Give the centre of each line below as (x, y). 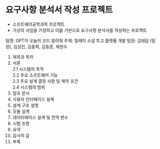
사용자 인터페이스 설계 (33, 99)
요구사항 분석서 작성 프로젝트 (59, 10)
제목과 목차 (23, 57)
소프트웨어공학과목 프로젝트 (38, 24)
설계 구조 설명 (25, 105)
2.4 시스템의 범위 (29, 87)
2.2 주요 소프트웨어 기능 (35, 75)
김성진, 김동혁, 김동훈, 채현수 (40, 46)
